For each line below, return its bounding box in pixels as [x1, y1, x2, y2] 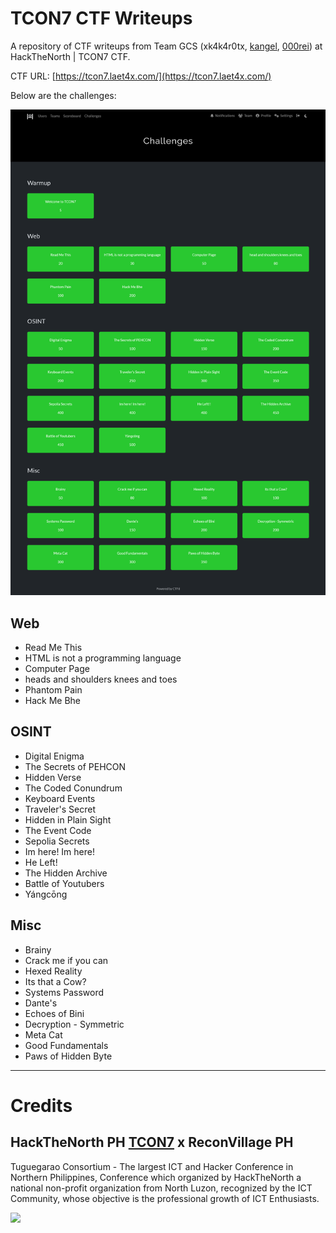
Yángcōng [24, 888, 68, 900]
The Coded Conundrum [24, 782, 123, 794]
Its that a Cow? [24, 975, 87, 987]
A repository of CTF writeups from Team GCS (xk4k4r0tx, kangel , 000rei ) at [10, 40, 323, 52]
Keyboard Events [24, 792, 96, 804]
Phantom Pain [24, 684, 83, 696]
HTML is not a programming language [24, 652, 182, 664]
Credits [10, 1094, 73, 1117]
